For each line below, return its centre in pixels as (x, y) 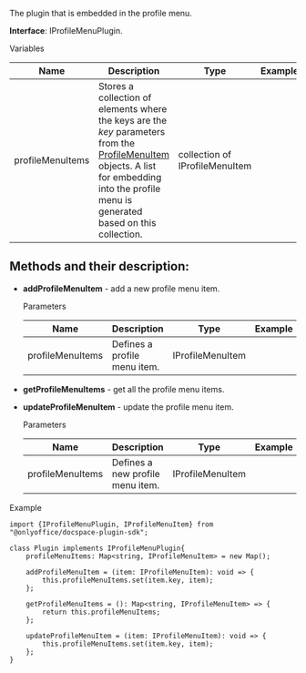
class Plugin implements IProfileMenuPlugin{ (97, 548)
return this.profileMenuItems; (102, 612)
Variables (27, 48)
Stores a (116, 86)
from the (117, 143)
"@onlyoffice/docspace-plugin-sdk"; (79, 532)
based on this (127, 223)
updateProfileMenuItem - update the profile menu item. (128, 407)
